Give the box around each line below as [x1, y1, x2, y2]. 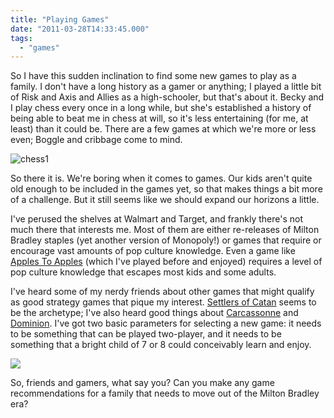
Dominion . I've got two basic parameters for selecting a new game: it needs [10, 317, 322, 330]
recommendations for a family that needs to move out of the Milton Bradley [10, 387, 320, 400]
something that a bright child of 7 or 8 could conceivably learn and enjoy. [10, 339, 312, 351]
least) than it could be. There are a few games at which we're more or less [10, 123, 317, 135]
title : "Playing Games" [10, 14, 110, 25]
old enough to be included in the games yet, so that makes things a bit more [10, 183, 323, 195]
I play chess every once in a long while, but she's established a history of [10, 102, 312, 114]
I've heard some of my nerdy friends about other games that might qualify [10, 286, 315, 298]
